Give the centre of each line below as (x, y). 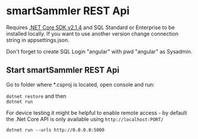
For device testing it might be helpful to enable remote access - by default (97, 113)
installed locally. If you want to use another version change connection (92, 33)
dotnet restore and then (36, 96)
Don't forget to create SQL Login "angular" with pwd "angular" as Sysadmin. (99, 51)
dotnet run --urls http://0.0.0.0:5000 (55, 130)
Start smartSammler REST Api (63, 70)
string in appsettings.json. (38, 40)
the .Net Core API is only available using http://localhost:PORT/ (85, 119)
